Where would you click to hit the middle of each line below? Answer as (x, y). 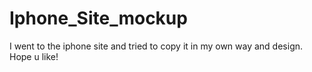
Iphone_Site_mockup (98, 18)
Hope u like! (34, 56)
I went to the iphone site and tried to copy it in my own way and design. (156, 46)
